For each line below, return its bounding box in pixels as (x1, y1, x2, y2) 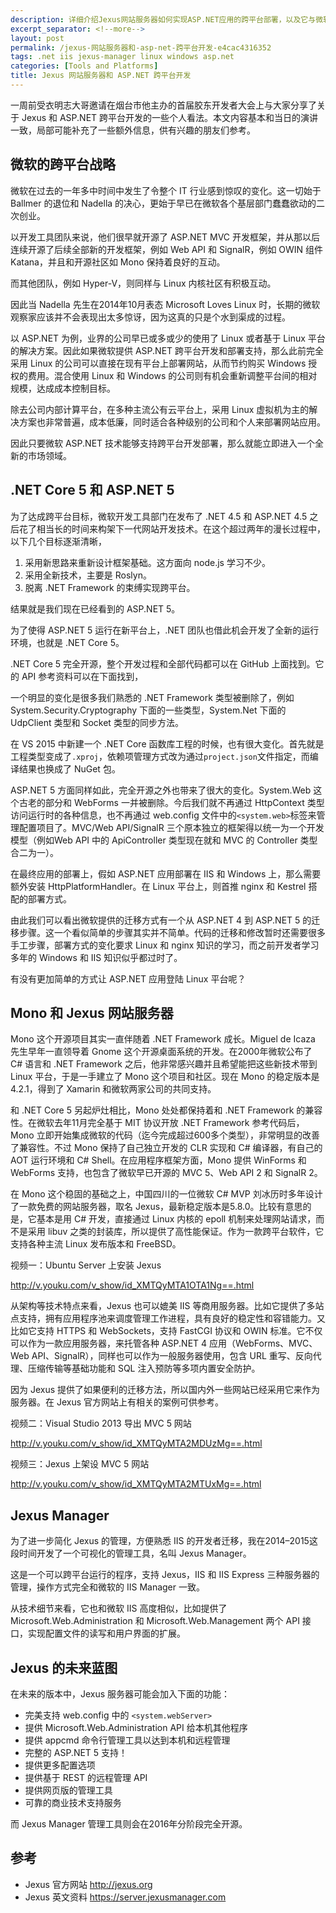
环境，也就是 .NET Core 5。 (10, 636, 125, 648)
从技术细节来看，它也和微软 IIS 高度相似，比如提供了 (10, 1602, 228, 1615)
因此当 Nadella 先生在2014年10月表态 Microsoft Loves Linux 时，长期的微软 (10, 298, 321, 310)
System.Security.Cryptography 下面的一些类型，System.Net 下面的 (10, 704, 287, 716)
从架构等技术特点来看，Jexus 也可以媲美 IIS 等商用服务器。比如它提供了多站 (10, 1300, 325, 1312)
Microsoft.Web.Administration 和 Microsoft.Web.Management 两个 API (10, 1615, 300, 1627)
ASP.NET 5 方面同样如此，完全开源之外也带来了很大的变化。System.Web (10, 784, 312, 796)
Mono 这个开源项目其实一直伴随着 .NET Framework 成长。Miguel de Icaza (10, 1033, 316, 1045)
